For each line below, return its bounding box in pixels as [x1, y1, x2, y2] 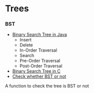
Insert [19, 37, 32, 43]
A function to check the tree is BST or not [5, 83, 90, 89]
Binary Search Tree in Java [12, 31, 67, 37]
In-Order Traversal [19, 47, 58, 53]
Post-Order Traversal [19, 63, 63, 69]
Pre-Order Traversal [19, 58, 61, 64]
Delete [19, 42, 33, 48]
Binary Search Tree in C [12, 68, 61, 74]
